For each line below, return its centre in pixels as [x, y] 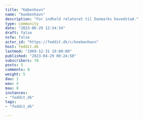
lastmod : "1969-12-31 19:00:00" [38, 51]
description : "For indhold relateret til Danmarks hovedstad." [72, 19]
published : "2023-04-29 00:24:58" [41, 56]
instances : [16, 93]
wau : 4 [12, 83]
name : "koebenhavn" [25, 14]
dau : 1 [12, 79]
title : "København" [25, 10]
